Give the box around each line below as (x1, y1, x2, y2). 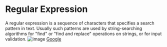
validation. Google (5, 36, 61, 42)
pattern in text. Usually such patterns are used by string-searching (5, 25, 142, 31)
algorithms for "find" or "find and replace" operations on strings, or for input (5, 30, 162, 36)
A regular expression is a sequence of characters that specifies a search (5, 20, 155, 26)
